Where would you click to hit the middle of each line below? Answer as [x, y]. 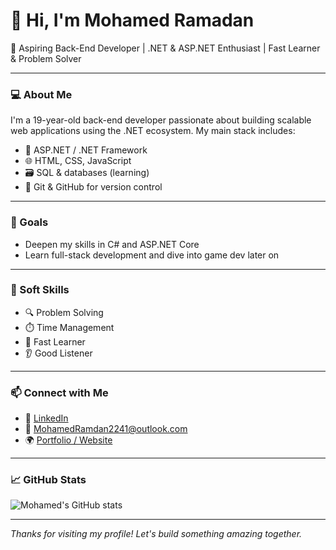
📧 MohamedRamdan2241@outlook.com [106, 429]
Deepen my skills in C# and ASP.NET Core [112, 244]
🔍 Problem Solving [64, 312]
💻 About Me [41, 94]
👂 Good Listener [58, 353]
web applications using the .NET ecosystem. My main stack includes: [153, 131]
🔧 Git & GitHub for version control [93, 187]
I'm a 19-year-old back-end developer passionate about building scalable [161, 120]
